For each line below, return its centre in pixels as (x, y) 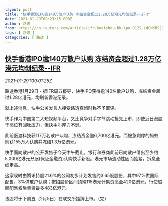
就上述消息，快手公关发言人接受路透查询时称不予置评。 (62, 108)
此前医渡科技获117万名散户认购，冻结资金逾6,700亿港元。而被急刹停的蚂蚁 (82, 135)
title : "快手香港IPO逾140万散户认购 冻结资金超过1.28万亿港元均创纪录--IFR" (78, 14)
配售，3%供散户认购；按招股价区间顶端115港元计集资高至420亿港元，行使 (82, 181)
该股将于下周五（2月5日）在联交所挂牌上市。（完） (57, 198)
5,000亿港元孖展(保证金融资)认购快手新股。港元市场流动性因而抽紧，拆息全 (83, 158)
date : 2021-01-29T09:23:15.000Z (39, 19)
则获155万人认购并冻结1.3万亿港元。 (42, 141)
